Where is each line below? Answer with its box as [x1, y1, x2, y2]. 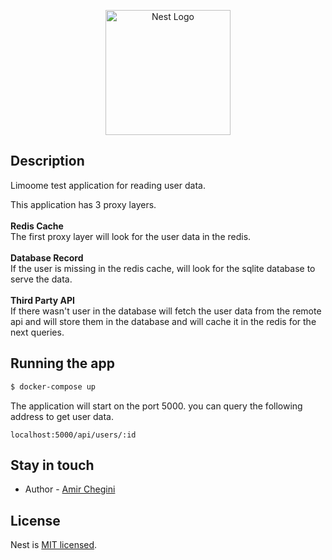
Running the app [10, 355, 115, 372]
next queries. [10, 326, 65, 338]
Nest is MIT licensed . [10, 539, 98, 551]
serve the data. [10, 273, 73, 285]
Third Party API [10, 294, 75, 306]
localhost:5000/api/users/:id [10, 430, 137, 440]
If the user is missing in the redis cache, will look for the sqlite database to [10, 262, 316, 274]
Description [10, 153, 85, 170]
